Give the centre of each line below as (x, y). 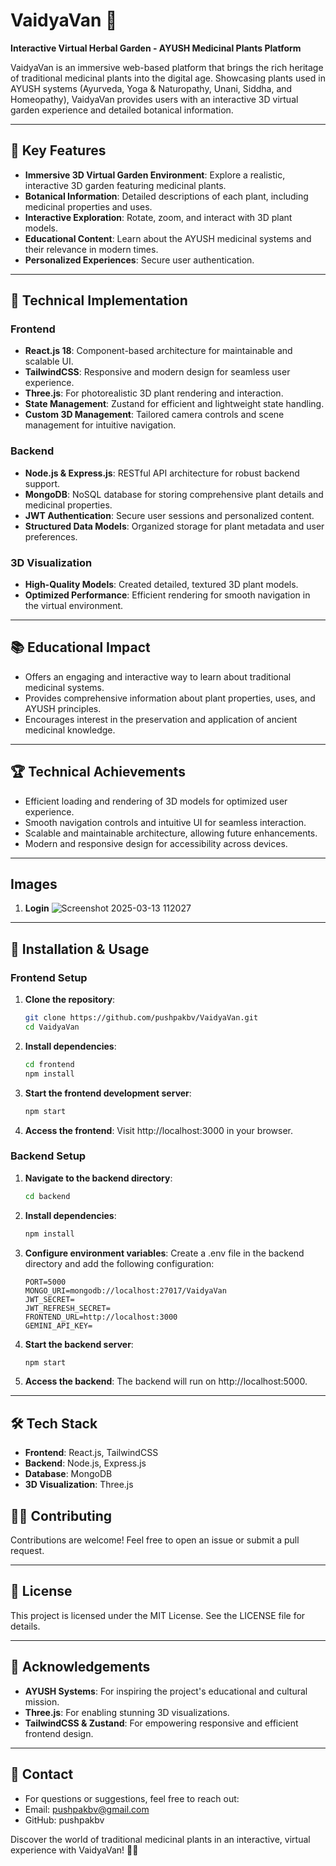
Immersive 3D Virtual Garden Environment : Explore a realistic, (155, 175)
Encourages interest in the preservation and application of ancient (161, 719)
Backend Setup (48, 1156)
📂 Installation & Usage (80, 949)
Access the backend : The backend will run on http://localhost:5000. (166, 1381)
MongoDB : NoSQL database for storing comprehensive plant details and (174, 494)
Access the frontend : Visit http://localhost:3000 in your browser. (159, 1130)
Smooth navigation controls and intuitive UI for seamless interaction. (165, 822)
